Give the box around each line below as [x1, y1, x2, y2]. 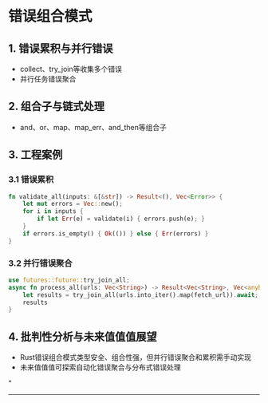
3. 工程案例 [8, 148, 63, 162]
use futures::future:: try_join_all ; [8, 276, 130, 284]
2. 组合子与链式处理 [8, 100, 105, 113]
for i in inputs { [22, 207, 84, 215]
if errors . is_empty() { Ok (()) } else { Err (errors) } [22, 229, 209, 238]
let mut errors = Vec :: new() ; [22, 200, 124, 208]
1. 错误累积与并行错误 [8, 41, 113, 55]
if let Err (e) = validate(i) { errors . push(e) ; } [37, 215, 205, 223]
